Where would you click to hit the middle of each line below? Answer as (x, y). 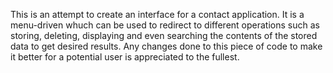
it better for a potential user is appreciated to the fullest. (125, 57)
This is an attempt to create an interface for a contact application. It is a (157, 14)
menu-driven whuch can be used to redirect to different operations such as (165, 25)
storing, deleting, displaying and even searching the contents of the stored (164, 35)
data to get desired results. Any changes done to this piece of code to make (166, 46)
